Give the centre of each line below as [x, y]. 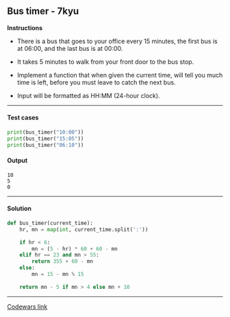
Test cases [23, 118]
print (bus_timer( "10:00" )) [46, 132]
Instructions [25, 27]
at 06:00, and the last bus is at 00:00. [70, 48]
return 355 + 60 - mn [63, 261]
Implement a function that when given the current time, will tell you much [120, 75]
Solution [20, 209]
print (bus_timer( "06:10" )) [46, 145]
